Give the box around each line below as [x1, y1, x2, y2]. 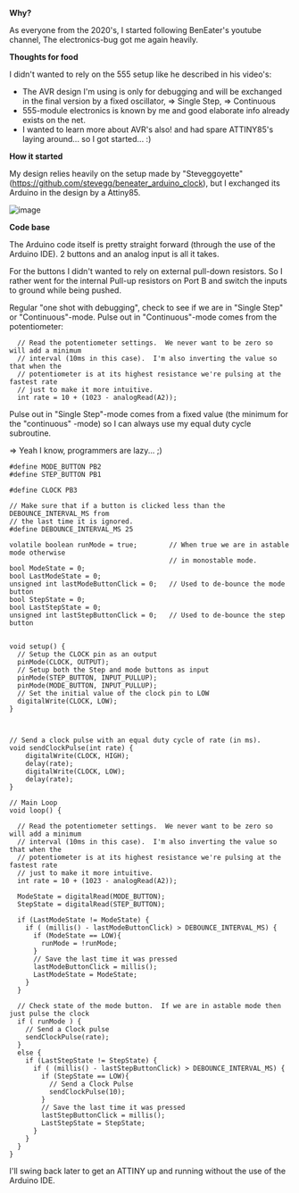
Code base [9, 222, 51, 232]
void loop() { [9, 806, 62, 815]
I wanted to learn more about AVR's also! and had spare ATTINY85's [21, 124, 274, 135]
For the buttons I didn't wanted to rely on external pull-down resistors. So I [9, 266, 283, 276]
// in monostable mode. [169, 556, 257, 565]
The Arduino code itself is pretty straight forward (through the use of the [9, 239, 276, 249]
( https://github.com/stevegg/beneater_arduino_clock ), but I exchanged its [9, 178, 281, 188]
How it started [9, 151, 63, 162]
